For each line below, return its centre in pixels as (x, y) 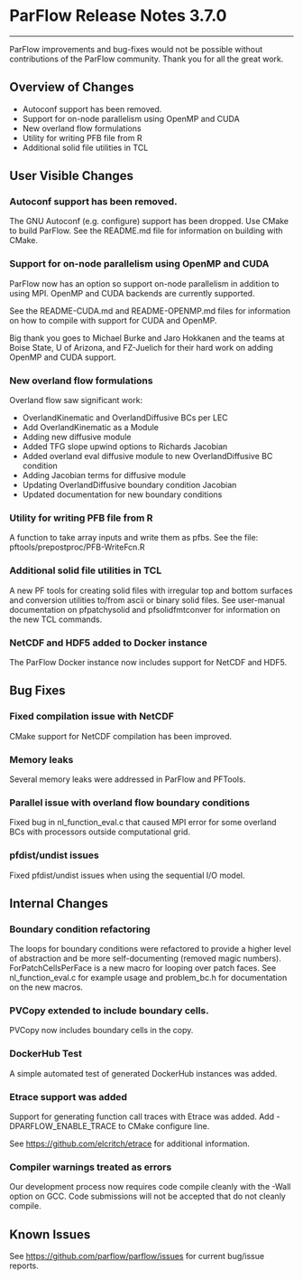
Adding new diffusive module (77, 437)
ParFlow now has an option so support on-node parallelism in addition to (144, 283)
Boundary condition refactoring (80, 929)
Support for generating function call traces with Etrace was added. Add (142, 1116)
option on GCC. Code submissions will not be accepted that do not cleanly (147, 1196)
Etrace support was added (69, 1096)
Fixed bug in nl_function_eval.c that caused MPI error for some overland (143, 823)
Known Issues (50, 1234)
